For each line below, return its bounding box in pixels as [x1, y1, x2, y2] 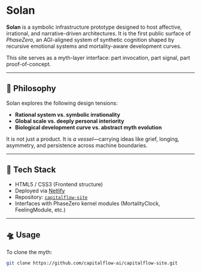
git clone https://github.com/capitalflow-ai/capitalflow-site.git [6, 260, 178, 267]
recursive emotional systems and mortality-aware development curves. [6, 43, 182, 50]
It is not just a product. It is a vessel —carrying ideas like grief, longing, [6, 135, 179, 143]
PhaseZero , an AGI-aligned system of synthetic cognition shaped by [6, 36, 175, 43]
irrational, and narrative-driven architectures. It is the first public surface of [6, 29, 191, 37]
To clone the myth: [6, 249, 53, 256]
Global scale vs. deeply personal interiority [14, 117, 124, 125]
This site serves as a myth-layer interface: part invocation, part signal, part [6, 54, 190, 61]
